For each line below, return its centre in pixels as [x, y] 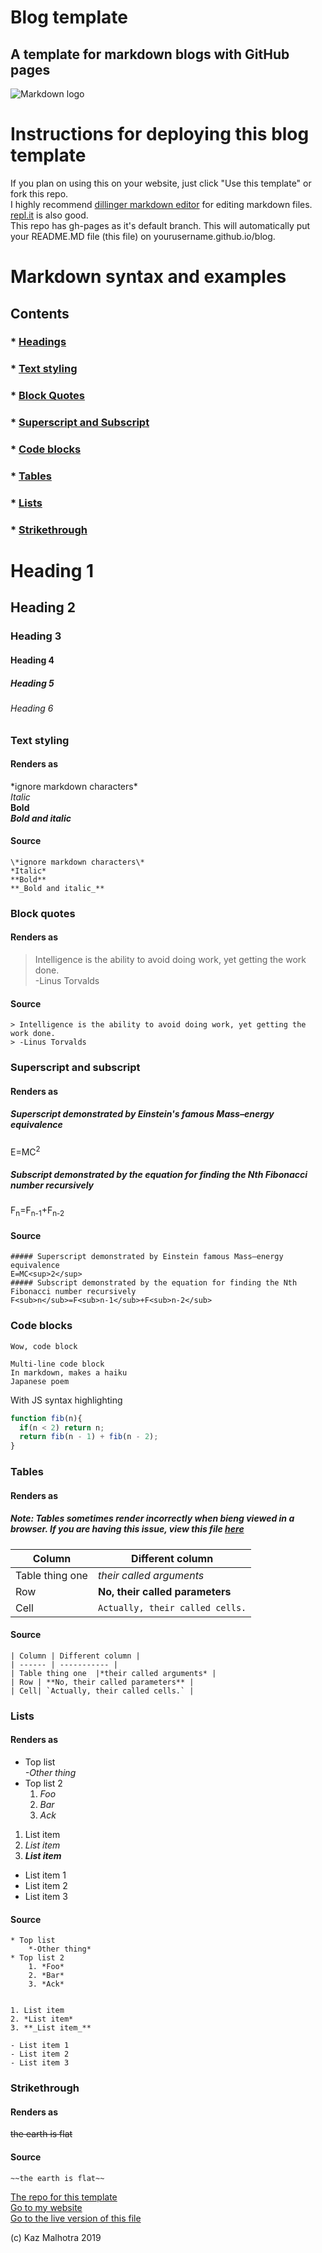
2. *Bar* [46, 1976]
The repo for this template [64, 2197]
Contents [40, 313]
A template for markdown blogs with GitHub [150, 54]
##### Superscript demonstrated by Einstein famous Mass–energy [147, 1257]
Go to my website [46, 2207]
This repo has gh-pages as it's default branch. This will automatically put [160, 225]
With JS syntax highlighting [66, 1400]
